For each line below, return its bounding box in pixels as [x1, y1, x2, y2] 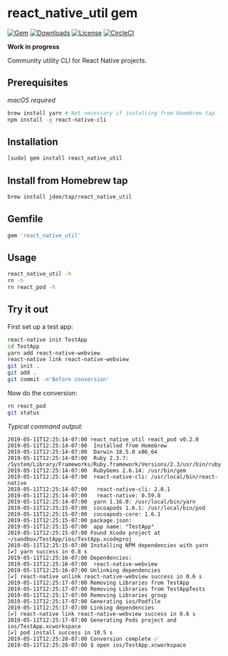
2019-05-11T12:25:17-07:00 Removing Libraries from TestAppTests [7, 585, 205, 593]
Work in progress [7, 42, 60, 51]
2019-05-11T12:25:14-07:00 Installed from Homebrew [7, 442, 167, 449]
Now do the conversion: [7, 388, 78, 397]
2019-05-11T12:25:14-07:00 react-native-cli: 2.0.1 [7, 486, 171, 493]
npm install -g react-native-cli [7, 116, 107, 123]
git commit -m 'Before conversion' [7, 376, 110, 383]
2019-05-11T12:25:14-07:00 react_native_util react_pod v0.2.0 [7, 436, 199, 443]
